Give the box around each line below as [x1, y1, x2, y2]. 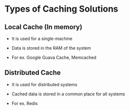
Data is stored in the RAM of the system [11, 45, 91, 51]
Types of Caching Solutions [4, 3, 118, 15]
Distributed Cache [4, 69, 61, 77]
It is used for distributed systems [11, 81, 78, 87]
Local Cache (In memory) [4, 23, 82, 31]
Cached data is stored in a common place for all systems [11, 91, 126, 97]
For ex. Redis [11, 100, 38, 106]
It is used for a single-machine [11, 36, 73, 41]
